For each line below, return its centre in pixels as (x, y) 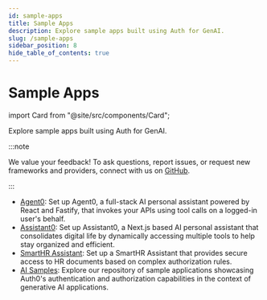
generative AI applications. (64, 287)
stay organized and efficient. (67, 244)
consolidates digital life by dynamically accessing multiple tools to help (138, 236)
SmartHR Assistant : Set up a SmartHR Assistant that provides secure (133, 253)
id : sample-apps (35, 16)
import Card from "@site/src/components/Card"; (89, 115)
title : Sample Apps (41, 23)
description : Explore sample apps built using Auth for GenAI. (117, 31)
